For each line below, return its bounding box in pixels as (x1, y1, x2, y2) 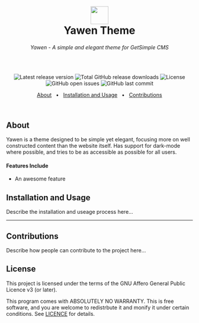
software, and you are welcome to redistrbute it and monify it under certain (6, 303, 190, 311)
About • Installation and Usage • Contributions (37, 91, 162, 99)
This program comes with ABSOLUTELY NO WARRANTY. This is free (6, 297, 174, 305)
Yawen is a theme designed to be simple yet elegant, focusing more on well (6, 136, 191, 143)
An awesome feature (14, 175, 66, 182)
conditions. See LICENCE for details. (6, 310, 95, 317)
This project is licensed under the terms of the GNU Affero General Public (6, 280, 185, 287)
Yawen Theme (63, 24, 136, 37)
